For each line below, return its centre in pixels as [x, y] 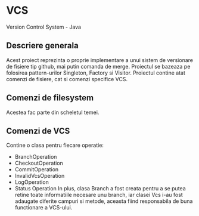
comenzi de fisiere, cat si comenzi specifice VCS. [67, 79]
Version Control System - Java [44, 27]
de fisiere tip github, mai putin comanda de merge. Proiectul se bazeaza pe [98, 66]
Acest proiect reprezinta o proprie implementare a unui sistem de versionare [100, 60]
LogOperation [32, 182]
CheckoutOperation [39, 163]
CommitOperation [37, 169]
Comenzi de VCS [38, 131]
